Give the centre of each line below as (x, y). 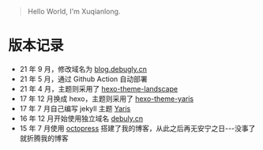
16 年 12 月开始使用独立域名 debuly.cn (81, 118)
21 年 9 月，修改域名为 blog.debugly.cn (83, 69)
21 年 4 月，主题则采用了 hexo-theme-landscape (99, 88)
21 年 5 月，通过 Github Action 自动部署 (83, 79)
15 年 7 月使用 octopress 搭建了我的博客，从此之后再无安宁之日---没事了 (137, 128)
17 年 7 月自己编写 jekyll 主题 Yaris (75, 108)
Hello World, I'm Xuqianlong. (74, 11)
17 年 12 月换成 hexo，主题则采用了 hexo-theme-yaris (107, 99)
